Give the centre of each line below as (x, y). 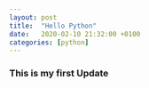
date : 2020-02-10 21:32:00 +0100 (75, 34)
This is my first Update (59, 74)
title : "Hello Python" (53, 26)
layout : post (33, 17)
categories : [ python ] (49, 42)
